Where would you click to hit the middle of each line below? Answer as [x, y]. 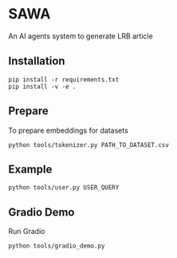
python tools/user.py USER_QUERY [64, 188]
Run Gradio [27, 232]
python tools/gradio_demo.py [57, 246]
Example [30, 169]
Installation [37, 61]
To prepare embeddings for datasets [69, 130]
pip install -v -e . [43, 86]
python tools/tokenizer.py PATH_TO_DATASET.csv [89, 145]
